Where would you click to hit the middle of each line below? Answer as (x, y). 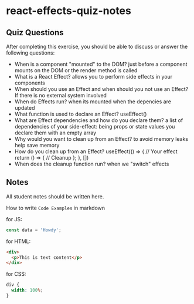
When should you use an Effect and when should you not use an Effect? (101, 89)
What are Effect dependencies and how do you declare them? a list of (99, 120)
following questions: (30, 53)
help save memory (37, 145)
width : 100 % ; (27, 291)
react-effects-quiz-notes (69, 11)
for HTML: (18, 241)
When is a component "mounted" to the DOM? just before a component (101, 64)
